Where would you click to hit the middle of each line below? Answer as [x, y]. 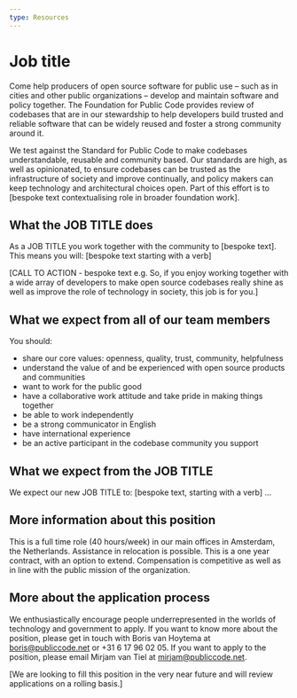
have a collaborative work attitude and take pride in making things [142, 396]
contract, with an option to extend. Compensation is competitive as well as [145, 561]
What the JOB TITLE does [81, 225]
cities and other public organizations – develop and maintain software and [144, 95]
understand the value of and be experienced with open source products [153, 368]
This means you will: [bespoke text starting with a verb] [110, 256]
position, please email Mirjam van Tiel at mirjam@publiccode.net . [128, 656]
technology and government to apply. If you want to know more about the [144, 628]
